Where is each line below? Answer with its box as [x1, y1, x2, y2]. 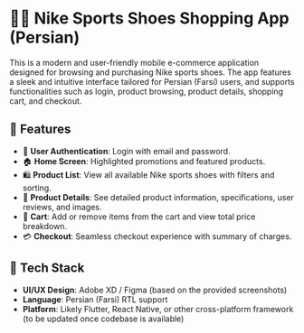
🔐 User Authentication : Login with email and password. [22, 145, 231, 156]
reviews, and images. [22, 201, 102, 212]
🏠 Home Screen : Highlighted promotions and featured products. [22, 155, 266, 166]
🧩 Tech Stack [9, 261, 85, 276]
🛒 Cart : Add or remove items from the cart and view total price [22, 211, 256, 222]
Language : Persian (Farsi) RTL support [22, 293, 168, 305]
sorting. [22, 182, 52, 193]
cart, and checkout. [9, 95, 82, 106]
